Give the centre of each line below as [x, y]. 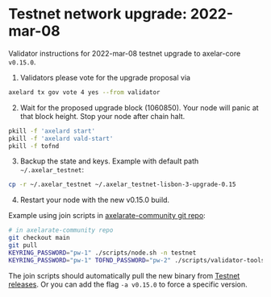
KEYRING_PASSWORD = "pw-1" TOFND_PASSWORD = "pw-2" [90, 260]
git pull [23, 245]
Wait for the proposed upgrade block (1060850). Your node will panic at [140, 107]
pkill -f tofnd [34, 146]
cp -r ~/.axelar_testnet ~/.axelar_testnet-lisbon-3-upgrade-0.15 [122, 185]
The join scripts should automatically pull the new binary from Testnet [124, 275]
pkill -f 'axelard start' [52, 131]
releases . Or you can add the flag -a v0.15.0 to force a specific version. [128, 284]
